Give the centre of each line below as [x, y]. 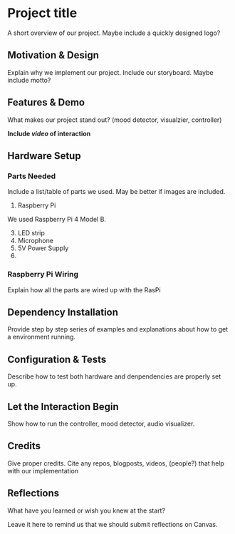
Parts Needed [32, 176]
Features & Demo [46, 102]
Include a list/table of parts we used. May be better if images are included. [116, 192]
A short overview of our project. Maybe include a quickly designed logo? [114, 33]
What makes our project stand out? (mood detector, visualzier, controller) [115, 120]
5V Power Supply [43, 248]
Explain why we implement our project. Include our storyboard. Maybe [110, 72]
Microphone [35, 241]
